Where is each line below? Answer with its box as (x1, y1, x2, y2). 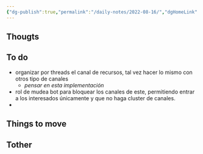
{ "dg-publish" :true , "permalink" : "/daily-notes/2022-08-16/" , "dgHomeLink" (6, 9, 198, 15)
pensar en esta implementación (24, 81, 104, 89)
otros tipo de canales (15, 75, 69, 82)
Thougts (6, 32, 40, 42)
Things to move (6, 119, 67, 129)
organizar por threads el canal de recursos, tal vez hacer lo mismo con (15, 68, 193, 76)
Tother (6, 139, 32, 150)
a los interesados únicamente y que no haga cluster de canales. (15, 94, 176, 101)
